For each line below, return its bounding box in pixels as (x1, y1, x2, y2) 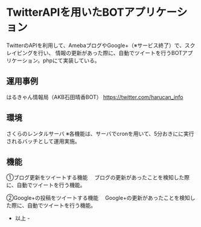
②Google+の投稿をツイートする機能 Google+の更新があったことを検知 (6, 194, 190, 202)
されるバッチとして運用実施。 (6, 137, 80, 145)
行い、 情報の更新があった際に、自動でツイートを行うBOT (37, 49, 183, 56)
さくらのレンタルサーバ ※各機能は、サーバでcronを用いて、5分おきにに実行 (6, 130, 194, 137)
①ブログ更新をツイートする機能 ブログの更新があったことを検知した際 (6, 174, 190, 181)
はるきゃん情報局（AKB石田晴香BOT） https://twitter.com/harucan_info (6, 93, 183, 100)
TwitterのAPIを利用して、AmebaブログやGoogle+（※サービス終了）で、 (6, 42, 185, 49)
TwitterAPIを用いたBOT (6, 5, 125, 19)
